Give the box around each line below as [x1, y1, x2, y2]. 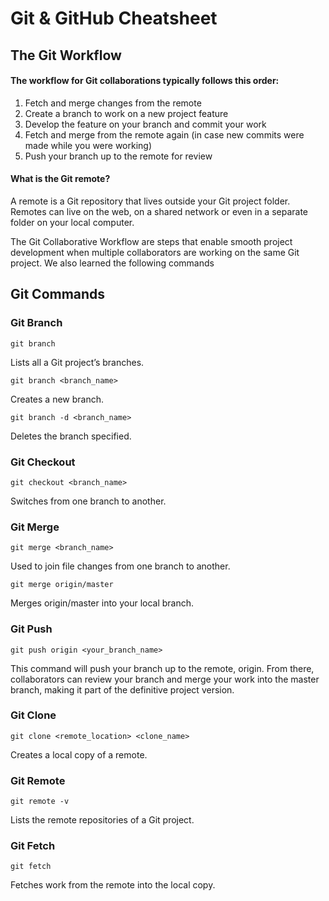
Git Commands [10, 286, 106, 303]
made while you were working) [24, 139, 153, 151]
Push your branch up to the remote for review [24, 150, 213, 162]
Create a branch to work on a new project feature [24, 107, 229, 119]
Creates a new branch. [10, 393, 105, 405]
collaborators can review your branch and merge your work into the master [10, 673, 320, 685]
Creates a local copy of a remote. [10, 748, 148, 761]
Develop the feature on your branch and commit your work [24, 118, 267, 130]
